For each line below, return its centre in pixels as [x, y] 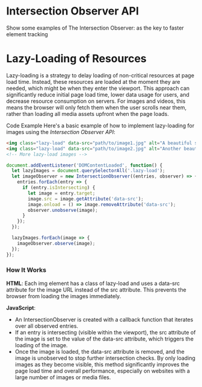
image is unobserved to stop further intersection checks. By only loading [105, 358]
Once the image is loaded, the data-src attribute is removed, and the [99, 351]
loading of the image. [41, 345]
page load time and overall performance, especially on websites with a [103, 371]
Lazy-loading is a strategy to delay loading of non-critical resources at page [100, 75]
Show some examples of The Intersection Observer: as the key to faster [95, 28]
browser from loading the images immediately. [64, 296]
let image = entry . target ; [62, 193]
